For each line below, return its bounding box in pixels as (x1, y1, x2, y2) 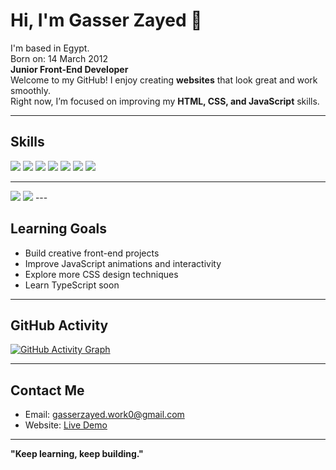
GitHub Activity (10, 317, 109, 334)
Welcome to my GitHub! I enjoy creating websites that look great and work (10, 74, 318, 86)
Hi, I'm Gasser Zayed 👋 (10, 9, 203, 32)
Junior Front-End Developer (10, 63, 129, 75)
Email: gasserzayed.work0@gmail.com (24, 409, 185, 421)
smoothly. (10, 84, 52, 96)
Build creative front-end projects (24, 247, 160, 259)
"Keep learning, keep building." (10, 448, 144, 460)
